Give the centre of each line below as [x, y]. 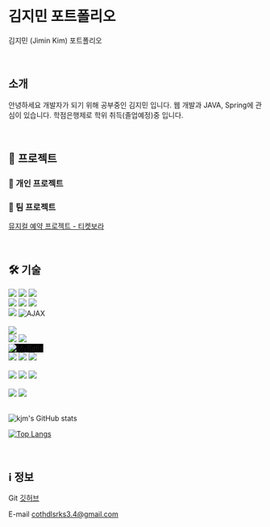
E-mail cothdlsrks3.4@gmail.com [63, 514]
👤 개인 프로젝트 [36, 184]
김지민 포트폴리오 [62, 17]
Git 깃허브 [24, 498]
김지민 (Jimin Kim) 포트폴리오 [55, 40]
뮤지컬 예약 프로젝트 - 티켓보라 [56, 226]
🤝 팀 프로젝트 [32, 207]
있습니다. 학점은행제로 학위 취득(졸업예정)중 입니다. [103, 115]
